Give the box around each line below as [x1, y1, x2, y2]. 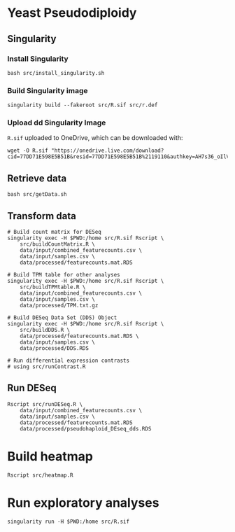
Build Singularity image [7, 85, 89, 95]
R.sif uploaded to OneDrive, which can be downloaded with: [7, 134, 183, 142]
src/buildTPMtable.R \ [20, 283, 86, 291]
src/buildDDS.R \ [20, 327, 71, 334]
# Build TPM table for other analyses [7, 272, 120, 279]
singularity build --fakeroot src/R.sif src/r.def [7, 101, 158, 109]
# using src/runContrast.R [7, 363, 86, 370]
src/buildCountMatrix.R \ [20, 241, 96, 248]
